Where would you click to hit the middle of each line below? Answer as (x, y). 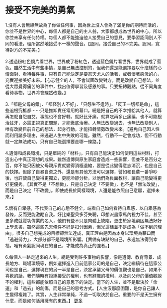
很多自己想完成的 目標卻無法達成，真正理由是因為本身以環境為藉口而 (85, 233)
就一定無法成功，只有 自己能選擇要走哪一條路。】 (54, 141)
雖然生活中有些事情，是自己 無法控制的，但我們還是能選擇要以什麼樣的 (85, 67)
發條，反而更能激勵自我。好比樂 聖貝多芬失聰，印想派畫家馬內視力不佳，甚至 (83, 214)
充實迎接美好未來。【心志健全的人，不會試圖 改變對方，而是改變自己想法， (80, 80)
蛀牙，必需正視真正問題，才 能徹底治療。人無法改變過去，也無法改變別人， (85, 123)
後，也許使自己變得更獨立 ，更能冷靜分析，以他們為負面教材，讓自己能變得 (81, 178)
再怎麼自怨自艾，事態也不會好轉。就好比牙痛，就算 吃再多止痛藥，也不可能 (81, 116)
